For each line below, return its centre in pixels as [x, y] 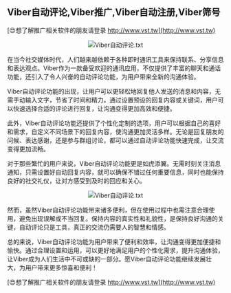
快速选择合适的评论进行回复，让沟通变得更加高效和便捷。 [94, 108]
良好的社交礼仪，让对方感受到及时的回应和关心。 [76, 180]
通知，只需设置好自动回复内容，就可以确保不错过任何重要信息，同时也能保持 [115, 172]
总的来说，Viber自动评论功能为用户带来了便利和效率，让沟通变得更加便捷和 [114, 241]
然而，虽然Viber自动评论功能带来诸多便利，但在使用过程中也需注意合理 [108, 210]
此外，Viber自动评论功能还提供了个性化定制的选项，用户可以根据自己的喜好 [114, 123]
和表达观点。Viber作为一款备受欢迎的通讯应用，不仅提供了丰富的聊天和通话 [114, 68]
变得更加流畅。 [28, 149]
